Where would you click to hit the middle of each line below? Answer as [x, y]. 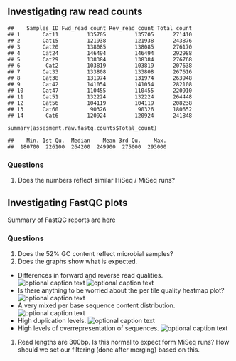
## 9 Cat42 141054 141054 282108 [100, 84]
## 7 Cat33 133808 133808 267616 [100, 72]
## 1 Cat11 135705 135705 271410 [100, 34]
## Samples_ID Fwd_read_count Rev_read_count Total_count [100, 28]
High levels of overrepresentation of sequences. [88, 328]
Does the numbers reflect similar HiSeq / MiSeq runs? [96, 180]
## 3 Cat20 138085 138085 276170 [100, 47]
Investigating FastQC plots [68, 203]
